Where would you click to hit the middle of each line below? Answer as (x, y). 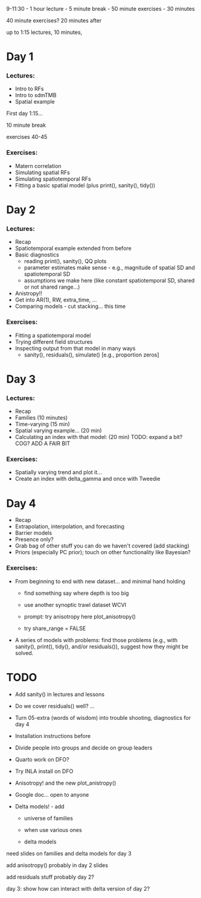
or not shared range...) (52, 287)
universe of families (49, 818)
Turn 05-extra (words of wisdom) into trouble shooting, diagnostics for (103, 717)
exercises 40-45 (27, 137)
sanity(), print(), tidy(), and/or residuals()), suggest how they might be (101, 646)
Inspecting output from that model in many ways (75, 348)
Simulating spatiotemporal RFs (53, 179)
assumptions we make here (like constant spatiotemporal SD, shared (109, 281)
